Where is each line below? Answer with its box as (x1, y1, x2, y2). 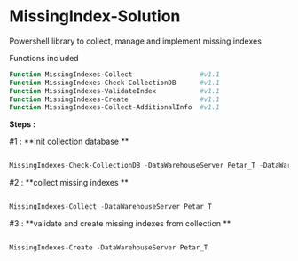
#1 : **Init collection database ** (9, 136, 129, 147)
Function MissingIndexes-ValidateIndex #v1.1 (9, 86, 220, 95)
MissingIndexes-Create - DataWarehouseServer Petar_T (9, 243, 208, 252)
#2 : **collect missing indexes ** (9, 178, 129, 188)
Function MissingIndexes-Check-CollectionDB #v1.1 (9, 78, 220, 87)
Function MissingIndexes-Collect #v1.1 (9, 69, 220, 79)
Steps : (9, 119, 36, 130)
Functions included (9, 52, 79, 63)
